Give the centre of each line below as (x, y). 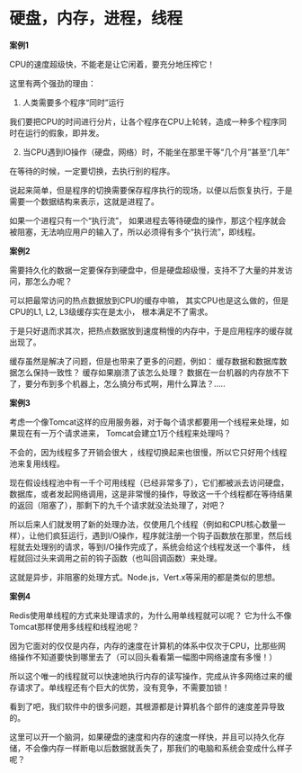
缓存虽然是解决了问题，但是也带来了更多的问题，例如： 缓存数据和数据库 (144, 361)
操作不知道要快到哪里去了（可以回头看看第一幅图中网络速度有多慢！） (147, 657)
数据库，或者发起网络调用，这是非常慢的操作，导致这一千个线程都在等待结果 (151, 494)
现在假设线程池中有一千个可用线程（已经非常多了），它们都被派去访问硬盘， (149, 482)
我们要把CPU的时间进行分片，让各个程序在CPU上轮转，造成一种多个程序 (144, 121)
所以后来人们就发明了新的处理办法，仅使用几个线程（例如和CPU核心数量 (144, 524)
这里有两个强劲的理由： (53, 83)
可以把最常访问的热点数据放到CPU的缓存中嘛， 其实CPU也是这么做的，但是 (149, 300)
